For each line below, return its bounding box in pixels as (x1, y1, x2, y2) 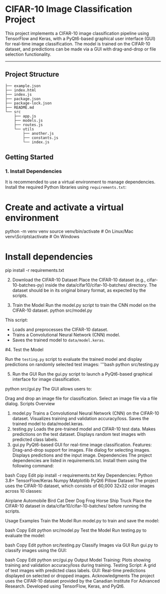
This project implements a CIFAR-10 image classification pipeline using (5, 30, 149, 36)
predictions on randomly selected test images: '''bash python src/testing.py (5, 362, 159, 368)
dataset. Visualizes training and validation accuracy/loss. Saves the (12, 416, 149, 422)
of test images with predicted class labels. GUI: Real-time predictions (5, 567, 146, 574)
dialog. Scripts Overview (5, 401, 55, 407)
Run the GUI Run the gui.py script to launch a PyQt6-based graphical (12, 371, 153, 377)
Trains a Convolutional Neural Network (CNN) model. (12, 332, 121, 338)
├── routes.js (14, 122, 43, 127)
